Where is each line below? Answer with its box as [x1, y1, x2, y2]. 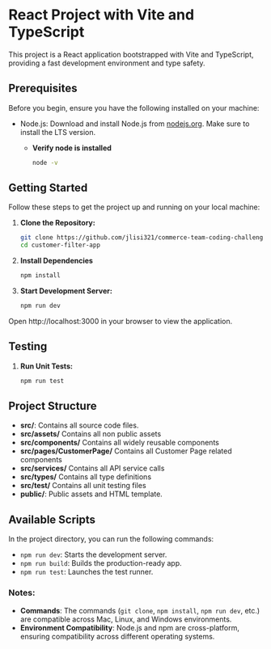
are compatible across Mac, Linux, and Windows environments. [19, 614, 232, 624]
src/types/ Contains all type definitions [19, 472, 152, 482]
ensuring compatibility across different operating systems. [19, 631, 215, 641]
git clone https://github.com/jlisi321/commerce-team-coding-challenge [19, 234, 267, 242]
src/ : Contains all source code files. [19, 420, 139, 430]
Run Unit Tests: [19, 361, 73, 371]
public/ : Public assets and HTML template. [19, 489, 163, 499]
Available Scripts [8, 512, 95, 526]
